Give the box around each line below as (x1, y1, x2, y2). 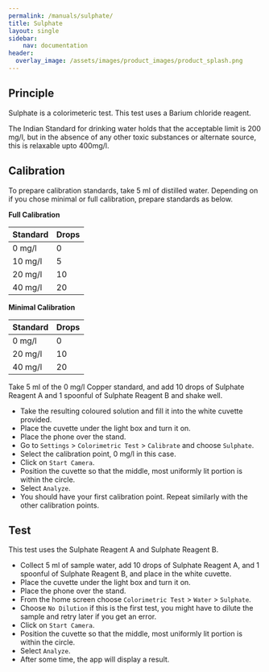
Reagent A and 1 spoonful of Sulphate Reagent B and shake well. (8, 390, 223, 400)
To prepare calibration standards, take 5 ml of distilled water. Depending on (8, 185, 259, 195)
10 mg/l (12, 255, 43, 267)
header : (8, 49, 35, 57)
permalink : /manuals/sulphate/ (8, 11, 114, 20)
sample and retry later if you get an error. (19, 612, 157, 621)
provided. (19, 414, 52, 424)
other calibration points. (19, 500, 99, 510)
